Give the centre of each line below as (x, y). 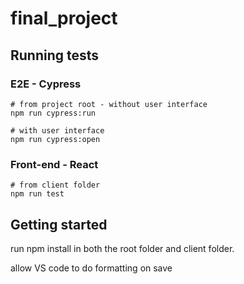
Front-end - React (54, 164)
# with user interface (57, 130)
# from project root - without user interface (109, 104)
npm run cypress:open (55, 139)
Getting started (59, 224)
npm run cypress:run (53, 113)
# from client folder (55, 185)
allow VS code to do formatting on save (91, 268)
